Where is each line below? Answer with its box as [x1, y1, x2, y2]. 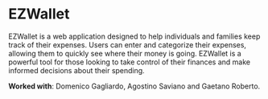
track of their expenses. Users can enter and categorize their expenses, [8, 39, 247, 49]
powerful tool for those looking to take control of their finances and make [8, 57, 251, 67]
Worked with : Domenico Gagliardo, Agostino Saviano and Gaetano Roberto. [8, 81, 261, 91]
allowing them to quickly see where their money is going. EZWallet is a [8, 48, 241, 58]
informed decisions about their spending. [8, 65, 145, 75]
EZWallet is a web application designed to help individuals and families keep [8, 31, 261, 41]
